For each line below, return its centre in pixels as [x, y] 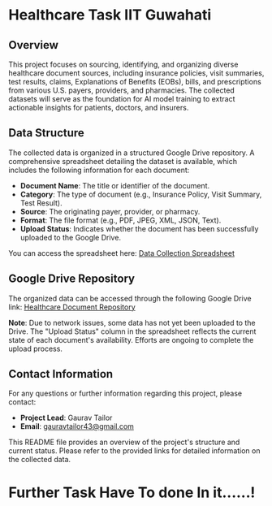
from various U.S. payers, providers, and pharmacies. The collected [122, 90]
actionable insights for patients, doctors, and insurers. [99, 108]
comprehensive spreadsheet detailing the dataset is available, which [123, 161]
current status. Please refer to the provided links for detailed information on [134, 451]
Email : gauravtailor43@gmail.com [77, 426]
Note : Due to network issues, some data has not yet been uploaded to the [132, 322]
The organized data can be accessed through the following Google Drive [130, 298]
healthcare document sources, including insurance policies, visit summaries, [136, 73]
